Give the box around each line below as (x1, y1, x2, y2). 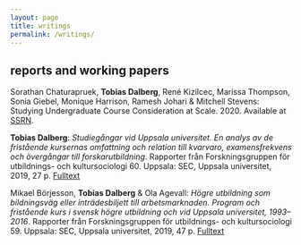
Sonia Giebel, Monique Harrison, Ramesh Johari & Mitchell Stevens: (10, 96, 260, 107)
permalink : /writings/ (10, 30, 95, 38)
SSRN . (10, 115, 34, 126)
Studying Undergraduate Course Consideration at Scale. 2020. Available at (10, 106, 287, 116)
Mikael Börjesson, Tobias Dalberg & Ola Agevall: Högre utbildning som (10, 188, 271, 199)
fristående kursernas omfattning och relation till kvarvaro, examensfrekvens (10, 142, 292, 153)
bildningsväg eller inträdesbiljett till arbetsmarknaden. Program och (10, 198, 261, 208)
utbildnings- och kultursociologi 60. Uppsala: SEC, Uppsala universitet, (10, 161, 272, 172)
